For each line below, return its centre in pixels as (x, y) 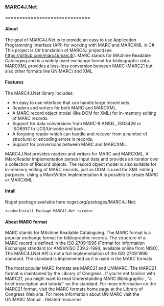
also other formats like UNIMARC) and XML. (49, 71)
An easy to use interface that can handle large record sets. (71, 102)
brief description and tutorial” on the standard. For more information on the (81, 284)
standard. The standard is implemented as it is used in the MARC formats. (79, 259)
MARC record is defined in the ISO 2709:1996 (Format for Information (75, 243)
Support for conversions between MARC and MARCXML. (70, 144)
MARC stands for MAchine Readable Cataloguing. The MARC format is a (78, 233)
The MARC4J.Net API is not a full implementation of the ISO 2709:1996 (76, 254)
